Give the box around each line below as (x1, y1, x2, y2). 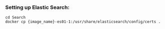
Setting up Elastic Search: (5, 4, 70, 11)
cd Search (5, 15, 26, 20)
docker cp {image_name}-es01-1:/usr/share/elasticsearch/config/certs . (5, 19, 161, 25)
